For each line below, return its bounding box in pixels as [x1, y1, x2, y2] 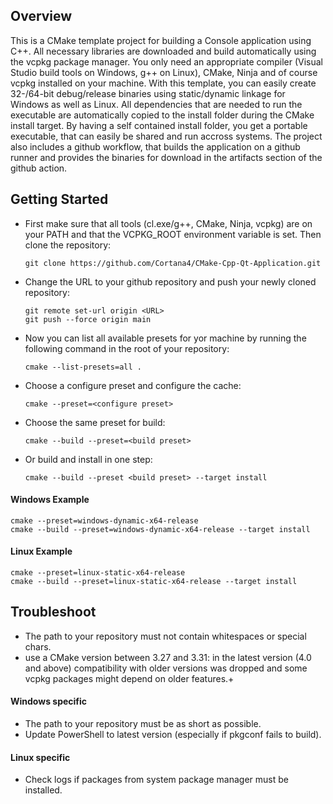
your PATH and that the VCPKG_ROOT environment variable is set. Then [24, 228, 322, 240]
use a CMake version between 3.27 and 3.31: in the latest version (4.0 [24, 651, 312, 663]
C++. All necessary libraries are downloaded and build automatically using [10, 45, 317, 57]
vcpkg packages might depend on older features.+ [24, 672, 235, 684]
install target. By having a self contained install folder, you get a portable [10, 119, 308, 131]
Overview [10, 8, 73, 25]
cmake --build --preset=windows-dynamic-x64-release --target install [10, 524, 311, 534]
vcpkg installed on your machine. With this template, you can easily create [10, 77, 317, 89]
